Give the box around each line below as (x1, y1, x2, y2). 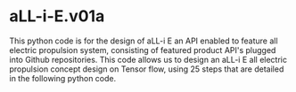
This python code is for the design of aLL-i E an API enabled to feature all (9, 35, 278, 46)
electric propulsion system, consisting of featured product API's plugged (9, 44, 276, 55)
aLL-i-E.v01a (9, 6, 105, 27)
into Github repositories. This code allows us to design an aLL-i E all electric (9, 54, 288, 65)
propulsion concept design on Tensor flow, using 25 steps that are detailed (9, 64, 284, 74)
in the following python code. (9, 73, 117, 83)
